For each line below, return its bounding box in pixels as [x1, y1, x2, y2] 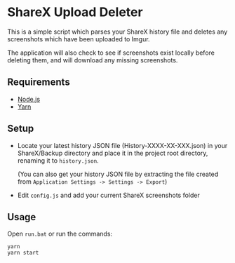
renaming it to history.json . [17, 156, 100, 165]
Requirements [7, 76, 70, 88]
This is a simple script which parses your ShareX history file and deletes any [7, 27, 228, 36]
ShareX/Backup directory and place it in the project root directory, [17, 149, 208, 157]
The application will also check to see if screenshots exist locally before [7, 48, 215, 57]
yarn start [7, 250, 39, 257]
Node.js [17, 95, 41, 103]
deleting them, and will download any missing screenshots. [7, 55, 178, 64]
